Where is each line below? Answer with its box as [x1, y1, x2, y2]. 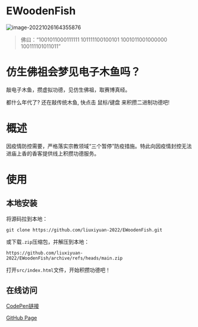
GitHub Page [6, 314, 37, 321]
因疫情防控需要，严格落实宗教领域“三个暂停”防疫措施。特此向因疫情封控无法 [6, 142, 192, 150]
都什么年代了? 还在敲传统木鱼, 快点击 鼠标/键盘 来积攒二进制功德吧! [6, 99, 170, 106]
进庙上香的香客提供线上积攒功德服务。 [6, 150, 99, 157]
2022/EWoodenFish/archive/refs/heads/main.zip [6, 255, 123, 261]
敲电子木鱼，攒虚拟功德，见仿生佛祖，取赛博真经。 [6, 86, 131, 93]
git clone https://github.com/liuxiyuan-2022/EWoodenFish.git [6, 227, 163, 233]
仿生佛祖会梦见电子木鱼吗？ [6, 65, 141, 79]
